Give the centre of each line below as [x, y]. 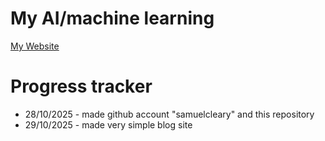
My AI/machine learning [112, 18]
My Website [35, 46]
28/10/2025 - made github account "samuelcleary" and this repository [169, 114]
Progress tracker [81, 86]
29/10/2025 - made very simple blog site [108, 124]
